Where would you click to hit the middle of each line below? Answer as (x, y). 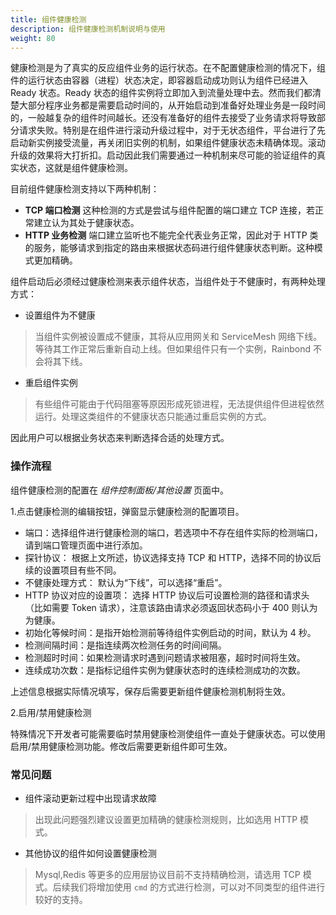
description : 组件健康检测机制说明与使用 (88, 29)
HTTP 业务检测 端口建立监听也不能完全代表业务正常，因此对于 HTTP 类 (171, 235)
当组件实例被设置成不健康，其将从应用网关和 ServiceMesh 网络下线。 (178, 337)
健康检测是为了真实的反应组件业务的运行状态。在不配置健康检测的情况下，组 (168, 68)
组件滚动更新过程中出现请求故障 (90, 798)
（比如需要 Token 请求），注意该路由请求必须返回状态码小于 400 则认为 (171, 607)
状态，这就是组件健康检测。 (75, 168)
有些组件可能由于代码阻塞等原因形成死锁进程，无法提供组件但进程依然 (179, 404)
